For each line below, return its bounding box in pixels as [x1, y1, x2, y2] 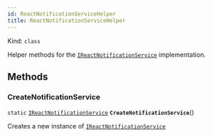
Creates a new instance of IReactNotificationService [7, 122, 166, 131]
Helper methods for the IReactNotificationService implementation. [7, 50, 207, 59]
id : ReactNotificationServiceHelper [7, 10, 116, 18]
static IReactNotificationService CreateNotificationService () [7, 108, 194, 117]
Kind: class [7, 36, 41, 45]
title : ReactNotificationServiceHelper [7, 17, 126, 24]
